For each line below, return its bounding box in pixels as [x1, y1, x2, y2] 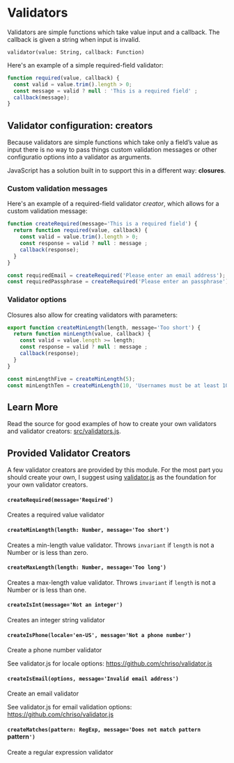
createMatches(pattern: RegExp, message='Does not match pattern [7, 726, 201, 733]
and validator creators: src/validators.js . [7, 427, 121, 436]
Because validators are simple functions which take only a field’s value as [7, 138, 218, 147]
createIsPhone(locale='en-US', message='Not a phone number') [7, 631, 192, 638]
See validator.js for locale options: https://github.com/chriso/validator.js [7, 659, 212, 668]
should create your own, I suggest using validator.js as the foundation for [7, 473, 217, 482]
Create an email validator [7, 689, 79, 698]
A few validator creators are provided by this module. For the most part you [7, 466, 223, 474]
